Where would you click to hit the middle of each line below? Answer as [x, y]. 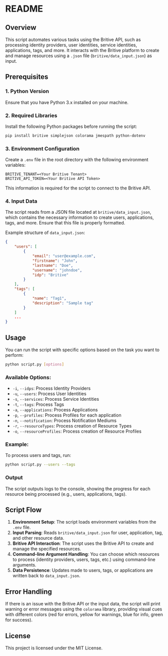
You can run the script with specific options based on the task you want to [82, 350]
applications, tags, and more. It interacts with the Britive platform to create [82, 50]
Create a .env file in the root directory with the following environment [77, 160]
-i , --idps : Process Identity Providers [51, 388]
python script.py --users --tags [40, 465]
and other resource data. [38, 538]
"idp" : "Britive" [50, 275]
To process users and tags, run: [38, 455]
